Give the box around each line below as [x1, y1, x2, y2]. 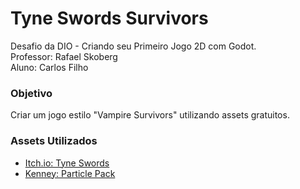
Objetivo [10, 86, 53, 100]
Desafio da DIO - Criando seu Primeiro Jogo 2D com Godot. [10, 40, 257, 52]
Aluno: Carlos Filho [10, 61, 89, 73]
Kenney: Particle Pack [24, 167, 116, 179]
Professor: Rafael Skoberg [10, 50, 118, 62]
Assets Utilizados [10, 134, 98, 148]
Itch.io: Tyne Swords [24, 157, 110, 169]
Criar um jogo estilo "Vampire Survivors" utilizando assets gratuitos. [10, 109, 290, 121]
